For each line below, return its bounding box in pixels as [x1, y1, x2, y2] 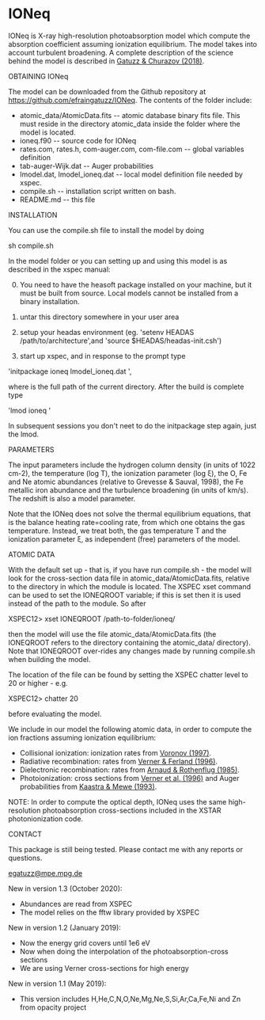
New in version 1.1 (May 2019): [8, 979, 107, 988]
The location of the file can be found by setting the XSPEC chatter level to [8, 670, 249, 679]
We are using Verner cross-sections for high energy [19, 963, 190, 972]
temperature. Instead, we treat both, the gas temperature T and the [8, 526, 227, 535]
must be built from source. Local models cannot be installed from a [19, 288, 239, 298]
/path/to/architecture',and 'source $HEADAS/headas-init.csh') [19, 336, 222, 345]
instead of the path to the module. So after [8, 599, 146, 608]
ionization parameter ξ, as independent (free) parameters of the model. [8, 534, 240, 543]
